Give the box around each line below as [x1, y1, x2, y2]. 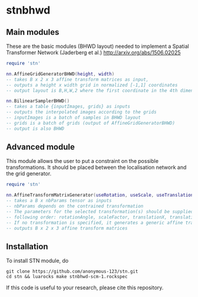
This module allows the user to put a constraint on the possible [6, 158, 159, 165]
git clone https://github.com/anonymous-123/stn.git [6, 269, 138, 275]
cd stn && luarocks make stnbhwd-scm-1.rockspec [6, 274, 128, 280]
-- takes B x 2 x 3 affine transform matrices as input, [6, 76, 149, 83]
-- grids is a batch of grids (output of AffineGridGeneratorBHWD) [6, 120, 176, 126]
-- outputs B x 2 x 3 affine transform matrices [6, 225, 128, 231]
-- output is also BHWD [6, 125, 65, 132]
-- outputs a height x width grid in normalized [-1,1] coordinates [6, 82, 178, 88]
